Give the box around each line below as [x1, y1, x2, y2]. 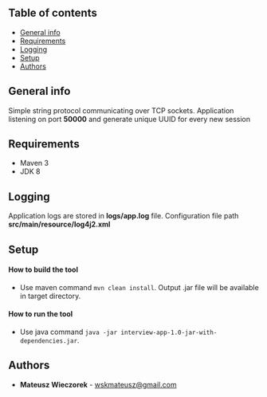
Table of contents [8, 6, 97, 20]
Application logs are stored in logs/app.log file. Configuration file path [8, 211, 239, 221]
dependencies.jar [19, 337, 78, 345]
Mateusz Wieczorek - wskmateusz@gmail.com [19, 379, 177, 389]
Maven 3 [19, 159, 49, 168]
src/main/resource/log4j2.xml [8, 219, 111, 230]
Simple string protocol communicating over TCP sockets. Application [8, 105, 234, 115]
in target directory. [19, 291, 81, 301]
